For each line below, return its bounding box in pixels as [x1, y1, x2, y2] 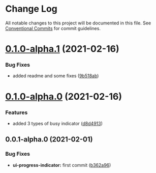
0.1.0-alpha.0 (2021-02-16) [5, 91, 122, 102]
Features [5, 109, 28, 116]
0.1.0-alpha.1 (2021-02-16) [5, 43, 119, 55]
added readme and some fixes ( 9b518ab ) [12, 73, 99, 79]
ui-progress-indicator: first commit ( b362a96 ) [12, 162, 111, 168]
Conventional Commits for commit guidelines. [5, 25, 101, 31]
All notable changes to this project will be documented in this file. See [5, 20, 151, 26]
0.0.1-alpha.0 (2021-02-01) [5, 135, 93, 144]
